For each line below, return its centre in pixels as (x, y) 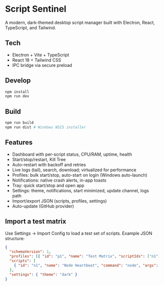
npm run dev (17, 96)
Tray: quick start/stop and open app (48, 185)
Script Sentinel (36, 9)
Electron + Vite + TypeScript (41, 55)
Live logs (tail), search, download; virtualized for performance (74, 170)
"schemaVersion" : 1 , (30, 252)
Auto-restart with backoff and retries (49, 164)
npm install (17, 92)
